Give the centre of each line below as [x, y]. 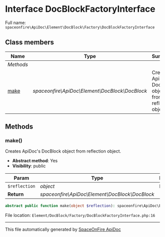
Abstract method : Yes [35, 161]
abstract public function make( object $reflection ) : [60, 206]
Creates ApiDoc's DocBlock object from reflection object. [63, 151]
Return [16, 194]
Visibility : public [29, 166]
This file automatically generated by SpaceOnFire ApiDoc [63, 230]
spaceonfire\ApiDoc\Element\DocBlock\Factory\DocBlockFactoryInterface [80, 27]
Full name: [15, 23]
